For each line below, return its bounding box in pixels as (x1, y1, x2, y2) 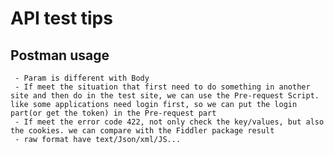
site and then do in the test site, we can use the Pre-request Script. (10, 91, 320, 101)
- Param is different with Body (14, 73, 150, 83)
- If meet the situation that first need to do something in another (14, 82, 311, 92)
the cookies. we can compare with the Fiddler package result (10, 126, 275, 136)
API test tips (10, 7, 113, 30)
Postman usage (10, 47, 110, 64)
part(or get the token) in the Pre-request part (10, 108, 217, 118)
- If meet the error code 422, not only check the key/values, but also (14, 117, 325, 127)
